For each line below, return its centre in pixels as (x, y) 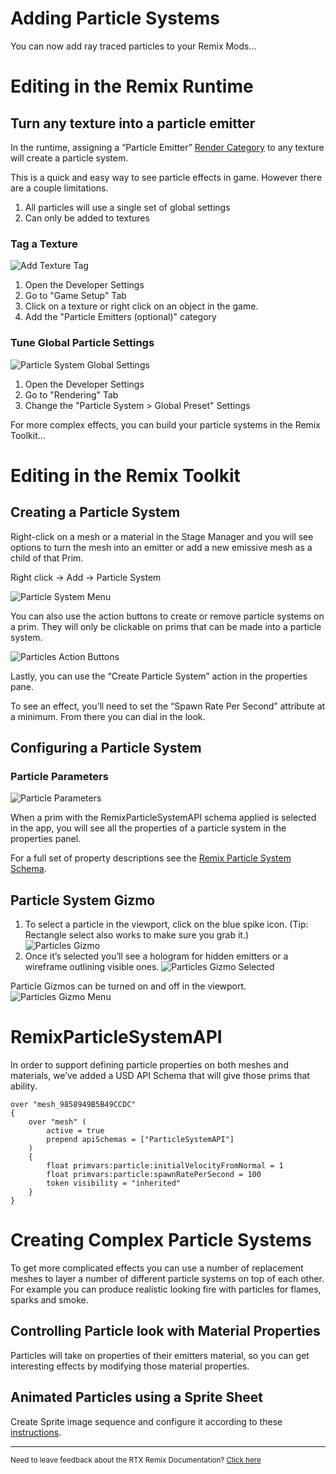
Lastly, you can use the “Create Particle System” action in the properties (159, 676)
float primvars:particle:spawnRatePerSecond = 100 (154, 1174)
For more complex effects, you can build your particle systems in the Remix (165, 424)
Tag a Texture (44, 244)
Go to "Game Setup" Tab (75, 296)
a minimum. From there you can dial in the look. (108, 716)
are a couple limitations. (59, 188)
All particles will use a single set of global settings (127, 207)
